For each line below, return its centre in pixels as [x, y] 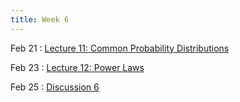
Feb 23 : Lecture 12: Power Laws [77, 67]
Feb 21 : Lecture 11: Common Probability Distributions [120, 48]
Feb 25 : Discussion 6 [55, 87]
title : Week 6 [40, 19]
